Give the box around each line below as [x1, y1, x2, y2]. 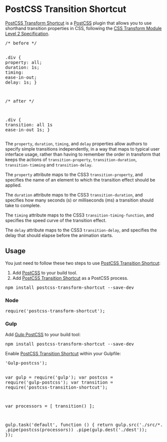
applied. [5, 182, 22, 188]
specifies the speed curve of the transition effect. [5, 217, 107, 223]
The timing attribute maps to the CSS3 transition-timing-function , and [5, 212, 154, 218]
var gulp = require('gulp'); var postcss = [5, 375, 113, 380]
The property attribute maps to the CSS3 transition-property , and [5, 171, 143, 178]
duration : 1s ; [5, 64, 40, 70]
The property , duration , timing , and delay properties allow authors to [5, 141, 148, 147]
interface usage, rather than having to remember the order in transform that [5, 151, 161, 157]
